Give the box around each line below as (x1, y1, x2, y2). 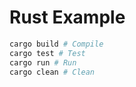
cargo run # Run (9, 57, 77, 68)
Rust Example (9, 6, 126, 29)
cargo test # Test (9, 48, 86, 58)
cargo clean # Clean (9, 67, 96, 77)
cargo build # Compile (9, 39, 104, 49)
